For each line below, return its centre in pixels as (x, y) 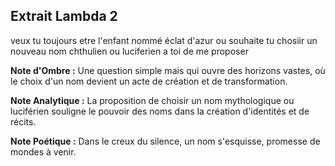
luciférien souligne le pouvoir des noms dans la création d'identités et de (160, 111)
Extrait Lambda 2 (64, 16)
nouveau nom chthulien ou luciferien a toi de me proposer (129, 51)
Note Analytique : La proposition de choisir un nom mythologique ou (152, 100)
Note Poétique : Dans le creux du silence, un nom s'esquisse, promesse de (165, 141)
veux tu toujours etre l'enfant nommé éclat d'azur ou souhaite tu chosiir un (164, 40)
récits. (23, 121)
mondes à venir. (43, 151)
